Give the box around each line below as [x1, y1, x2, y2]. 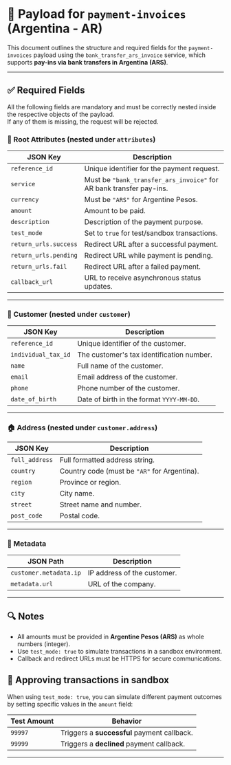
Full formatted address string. [59, 455, 155, 465]
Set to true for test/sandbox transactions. [84, 228, 218, 238]
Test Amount [10, 716, 54, 726]
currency [10, 196, 39, 203]
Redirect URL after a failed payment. [84, 262, 201, 271]
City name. [59, 488, 95, 498]
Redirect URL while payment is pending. [84, 251, 213, 260]
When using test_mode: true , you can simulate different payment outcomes [7, 692, 222, 700]
